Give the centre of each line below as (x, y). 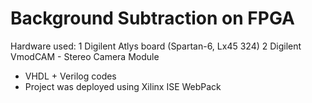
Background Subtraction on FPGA (152, 18)
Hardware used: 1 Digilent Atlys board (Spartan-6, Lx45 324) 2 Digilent (156, 46)
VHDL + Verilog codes (70, 76)
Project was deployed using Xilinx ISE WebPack (123, 86)
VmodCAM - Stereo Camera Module (85, 56)
